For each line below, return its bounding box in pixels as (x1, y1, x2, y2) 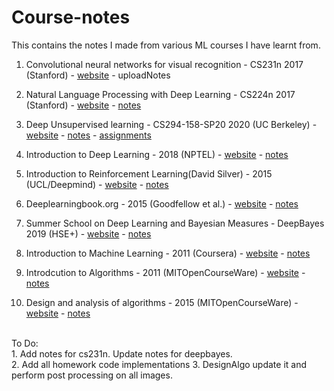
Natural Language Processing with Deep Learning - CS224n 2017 (25, 88, 296, 100)
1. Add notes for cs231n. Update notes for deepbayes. (11, 347, 233, 360)
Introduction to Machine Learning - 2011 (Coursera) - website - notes (25, 247, 311, 259)
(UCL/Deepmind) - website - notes (25, 178, 169, 190)
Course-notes (11, 6, 131, 29)
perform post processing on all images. (11, 369, 173, 381)
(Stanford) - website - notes (25, 99, 142, 111)
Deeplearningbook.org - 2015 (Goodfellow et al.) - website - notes (25, 197, 299, 210)
